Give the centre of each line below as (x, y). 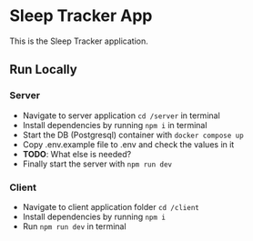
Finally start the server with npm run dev (97, 164)
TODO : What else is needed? (77, 154)
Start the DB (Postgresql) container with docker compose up (133, 135)
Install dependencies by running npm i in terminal (115, 125)
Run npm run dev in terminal (74, 226)
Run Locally (43, 70)
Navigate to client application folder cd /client (111, 206)
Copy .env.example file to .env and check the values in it (128, 144)
